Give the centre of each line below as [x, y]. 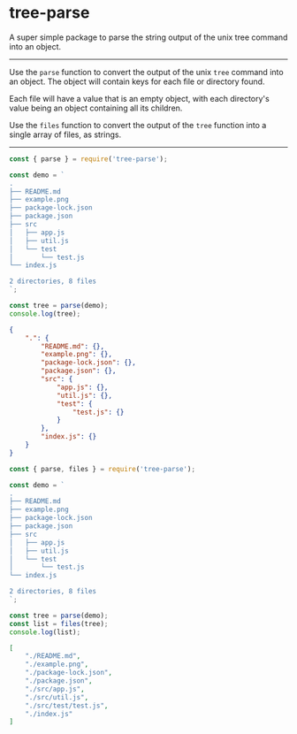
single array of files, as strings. [65, 134]
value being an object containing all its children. [96, 108]
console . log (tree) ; [45, 313]
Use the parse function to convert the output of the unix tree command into [147, 72]
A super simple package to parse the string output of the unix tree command [148, 37]
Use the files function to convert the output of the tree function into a [138, 125]
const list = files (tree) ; [59, 623]
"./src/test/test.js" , [67, 706]
